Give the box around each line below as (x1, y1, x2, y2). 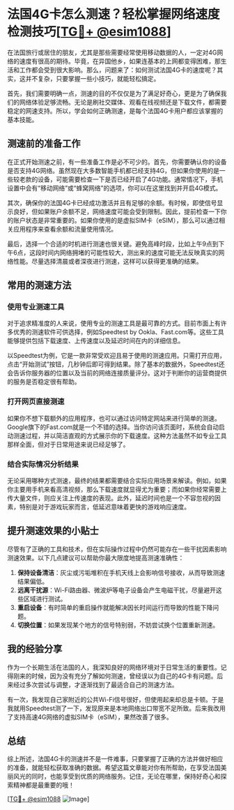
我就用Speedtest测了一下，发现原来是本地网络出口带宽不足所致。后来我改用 (7, 704, 226, 712)
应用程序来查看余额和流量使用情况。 (13, 225, 117, 233)
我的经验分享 (7, 643, 63, 655)
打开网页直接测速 (7, 397, 65, 407)
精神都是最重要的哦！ (13, 781, 75, 789)
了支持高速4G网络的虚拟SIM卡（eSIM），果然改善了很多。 (7, 712, 173, 721)
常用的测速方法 (7, 280, 72, 292)
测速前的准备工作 (7, 137, 81, 150)
